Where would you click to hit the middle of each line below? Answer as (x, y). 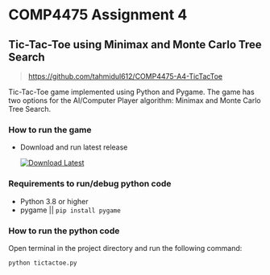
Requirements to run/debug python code (90, 184)
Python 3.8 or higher (54, 201)
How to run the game (50, 129)
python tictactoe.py (43, 263)
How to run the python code (64, 231)
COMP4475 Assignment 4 (98, 15)
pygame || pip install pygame (70, 210)
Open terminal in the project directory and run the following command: (125, 248)
